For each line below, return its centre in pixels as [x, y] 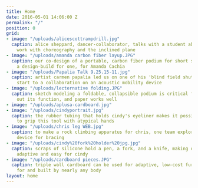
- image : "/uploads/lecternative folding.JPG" [64, 88]
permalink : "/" [25, 22]
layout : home [22, 176]
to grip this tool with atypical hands [66, 121]
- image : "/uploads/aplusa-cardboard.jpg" [59, 105]
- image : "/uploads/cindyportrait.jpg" [55, 110]
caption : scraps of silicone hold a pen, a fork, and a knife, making [100, 149]
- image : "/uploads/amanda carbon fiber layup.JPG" [71, 55]
